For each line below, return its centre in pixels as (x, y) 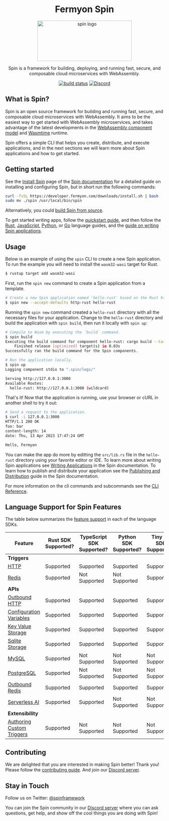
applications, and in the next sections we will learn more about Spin (75, 148)
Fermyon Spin (84, 9)
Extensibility (23, 713)
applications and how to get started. (43, 153)
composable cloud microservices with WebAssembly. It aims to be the (78, 117)
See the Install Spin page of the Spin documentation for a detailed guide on (83, 181)
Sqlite (15, 641)
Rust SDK (60, 540)
